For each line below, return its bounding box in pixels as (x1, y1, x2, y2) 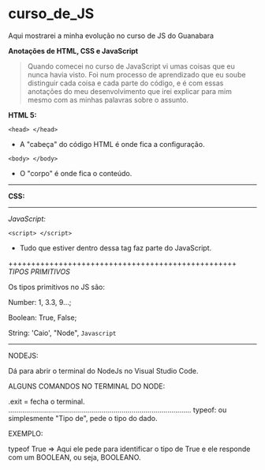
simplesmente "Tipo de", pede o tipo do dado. (8, 413, 158, 423)
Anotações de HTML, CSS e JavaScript (8, 46, 139, 55)
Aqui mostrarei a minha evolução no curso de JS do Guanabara (8, 31, 215, 40)
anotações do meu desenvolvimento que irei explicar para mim (27, 86, 233, 96)
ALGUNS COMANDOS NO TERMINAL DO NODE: (8, 381, 166, 391)
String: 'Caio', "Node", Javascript (8, 328, 117, 337)
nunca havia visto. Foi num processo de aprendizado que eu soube (27, 70, 246, 79)
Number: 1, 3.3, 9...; (8, 297, 72, 306)
